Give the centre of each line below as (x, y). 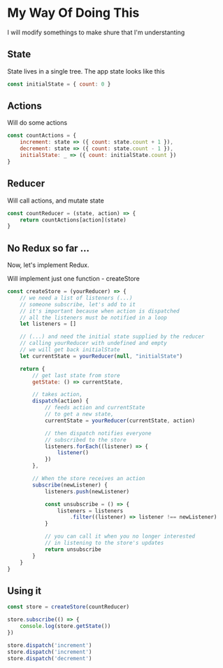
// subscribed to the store (86, 439)
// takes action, (57, 395)
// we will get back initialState (70, 350)
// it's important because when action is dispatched (100, 311)
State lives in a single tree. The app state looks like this (86, 71)
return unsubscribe (73, 549)
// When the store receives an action (89, 479)
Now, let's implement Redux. (48, 265)
